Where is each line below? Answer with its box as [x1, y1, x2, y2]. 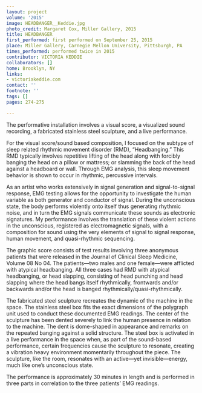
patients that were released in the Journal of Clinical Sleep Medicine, [6, 253, 178, 260]
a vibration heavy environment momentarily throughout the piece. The [6, 348, 181, 355]
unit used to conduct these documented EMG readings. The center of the [6, 310, 189, 317]
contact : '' [6, 82, 36, 89]
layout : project [6, 8, 47, 15]
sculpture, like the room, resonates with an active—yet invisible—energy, [6, 355, 187, 362]
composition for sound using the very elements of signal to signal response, [6, 228, 195, 235]
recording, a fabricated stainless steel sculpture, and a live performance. [6, 127, 187, 135]
